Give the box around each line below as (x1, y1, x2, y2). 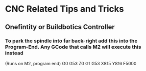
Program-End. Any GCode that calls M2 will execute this (5, 43, 141, 50)
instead (5, 50, 24, 56)
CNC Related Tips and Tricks (5, 3, 124, 15)
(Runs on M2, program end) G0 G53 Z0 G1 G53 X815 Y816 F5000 (5, 60, 137, 66)
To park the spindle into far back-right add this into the (5, 37, 138, 44)
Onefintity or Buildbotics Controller (5, 23, 115, 31)
